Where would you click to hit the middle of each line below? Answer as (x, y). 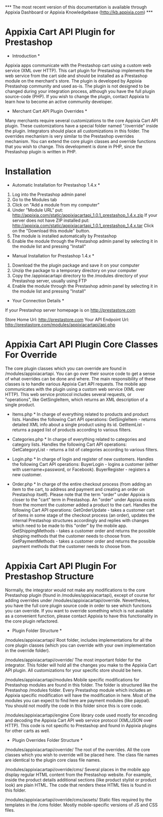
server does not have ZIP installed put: (51, 220)
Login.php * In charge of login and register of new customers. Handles (83, 459)
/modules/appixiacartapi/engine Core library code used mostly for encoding (81, 715)
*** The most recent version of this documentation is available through (76, 7)
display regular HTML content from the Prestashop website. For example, (79, 775)
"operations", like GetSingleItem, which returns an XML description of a (77, 399)
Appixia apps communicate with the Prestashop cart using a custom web (78, 65)
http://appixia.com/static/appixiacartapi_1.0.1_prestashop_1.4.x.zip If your (85, 215)
